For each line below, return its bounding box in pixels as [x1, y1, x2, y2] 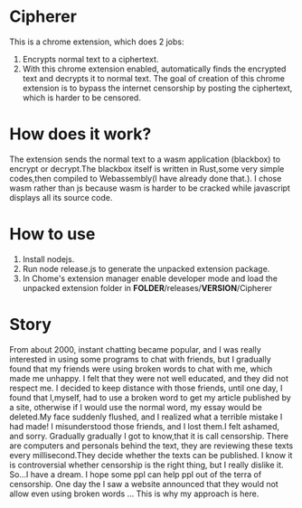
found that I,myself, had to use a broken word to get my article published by [9, 391, 291, 403]
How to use [9, 224, 96, 245]
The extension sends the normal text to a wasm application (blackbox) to [9, 154, 281, 165]
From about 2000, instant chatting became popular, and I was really [9, 343, 262, 354]
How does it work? [9, 124, 152, 145]
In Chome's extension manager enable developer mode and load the [22, 273, 278, 284]
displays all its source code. [9, 192, 113, 202]
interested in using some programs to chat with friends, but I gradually [9, 353, 271, 364]
